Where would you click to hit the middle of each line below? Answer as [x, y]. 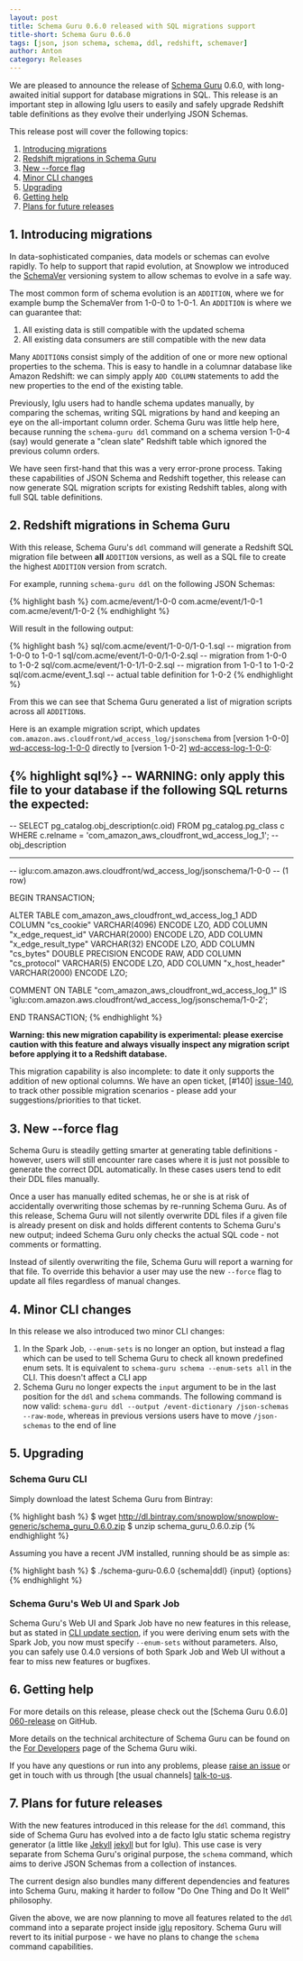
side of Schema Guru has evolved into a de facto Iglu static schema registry [150, 1835]
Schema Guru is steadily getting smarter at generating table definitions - [143, 1150]
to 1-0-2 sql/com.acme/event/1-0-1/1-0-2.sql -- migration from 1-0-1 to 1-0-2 [151, 664]
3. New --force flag [64, 1128]
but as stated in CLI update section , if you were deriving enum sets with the [150, 1633]
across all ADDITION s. [48, 711]
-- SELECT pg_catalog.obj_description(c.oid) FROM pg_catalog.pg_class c [147, 826]
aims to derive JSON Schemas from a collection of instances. [123, 1864]
